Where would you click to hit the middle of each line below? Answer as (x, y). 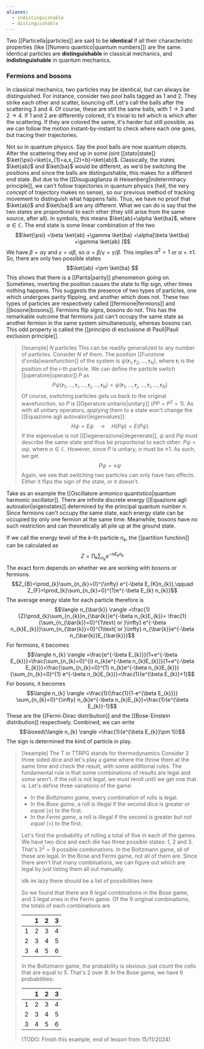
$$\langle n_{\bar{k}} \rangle (91, 609)
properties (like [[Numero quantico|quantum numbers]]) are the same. (94, 47)
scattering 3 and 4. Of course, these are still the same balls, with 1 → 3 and (100, 109)
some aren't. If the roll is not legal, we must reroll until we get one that (109, 779)
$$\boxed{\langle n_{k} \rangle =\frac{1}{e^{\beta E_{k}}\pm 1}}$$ (102, 732)
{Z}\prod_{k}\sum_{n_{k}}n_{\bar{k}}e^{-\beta (76, 616)
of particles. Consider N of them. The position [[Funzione (93, 355)
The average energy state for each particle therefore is (75, 600)
